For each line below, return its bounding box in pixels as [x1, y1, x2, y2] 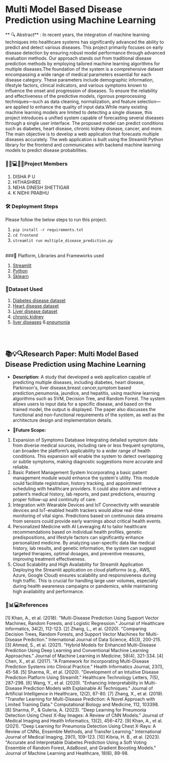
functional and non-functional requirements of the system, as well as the [12, 412, 165, 418]
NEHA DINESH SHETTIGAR [12, 184, 70, 191]
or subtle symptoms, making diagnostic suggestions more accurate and [12, 458, 163, 465]
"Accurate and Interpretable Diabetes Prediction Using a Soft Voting [5, 739, 147, 745]
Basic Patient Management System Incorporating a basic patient [12, 469, 147, 475]
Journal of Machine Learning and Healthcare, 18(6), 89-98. [5, 750, 129, 756]
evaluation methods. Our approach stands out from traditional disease [5, 55, 152, 61]
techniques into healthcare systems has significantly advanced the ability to [5, 39, 164, 45]
